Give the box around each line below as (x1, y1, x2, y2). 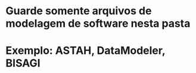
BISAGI (5, 56, 41, 70)
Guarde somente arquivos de (5, 4, 152, 18)
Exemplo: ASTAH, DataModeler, (5, 44, 166, 58)
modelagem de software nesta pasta (5, 17, 191, 30)
